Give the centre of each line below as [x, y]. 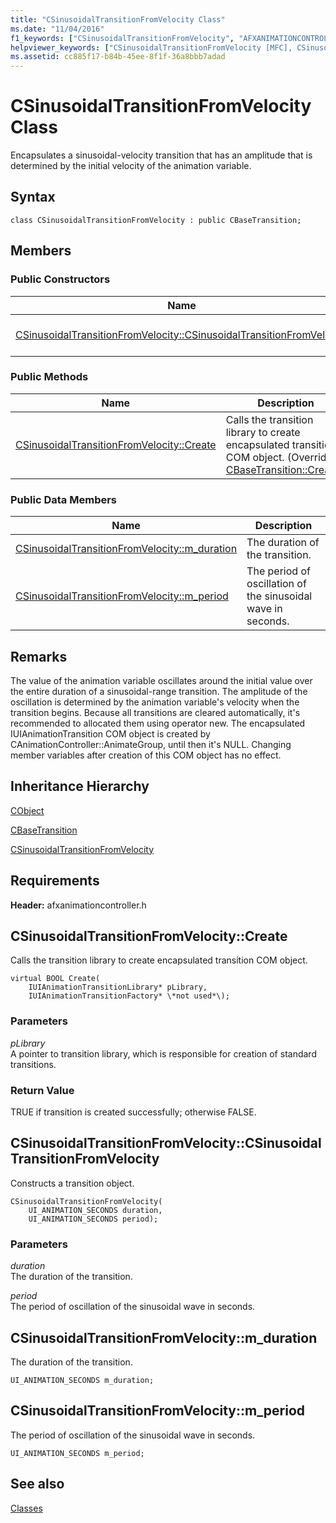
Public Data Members [64, 499]
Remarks [39, 656]
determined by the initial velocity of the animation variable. [131, 166]
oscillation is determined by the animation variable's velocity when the [155, 702]
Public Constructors [60, 279]
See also [37, 1484]
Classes [26, 1508]
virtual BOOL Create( [55, 979]
